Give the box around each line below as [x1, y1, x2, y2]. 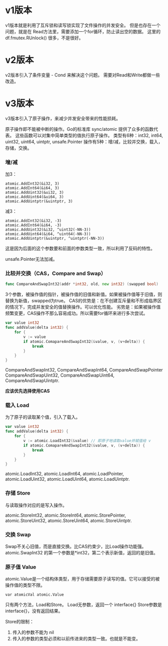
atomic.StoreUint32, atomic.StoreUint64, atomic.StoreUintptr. [5, 517, 132, 524]
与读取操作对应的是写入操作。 [5, 502, 67, 508]
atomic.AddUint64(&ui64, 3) [5, 194, 64, 199]
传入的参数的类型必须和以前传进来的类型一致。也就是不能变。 [12, 635, 141, 642]
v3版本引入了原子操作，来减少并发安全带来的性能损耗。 [5, 115, 121, 121]
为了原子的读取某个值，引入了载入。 [5, 414, 80, 420]
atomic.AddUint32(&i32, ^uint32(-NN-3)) [5, 227, 92, 232]
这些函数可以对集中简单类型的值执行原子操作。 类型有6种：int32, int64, [15, 132, 163, 138]
